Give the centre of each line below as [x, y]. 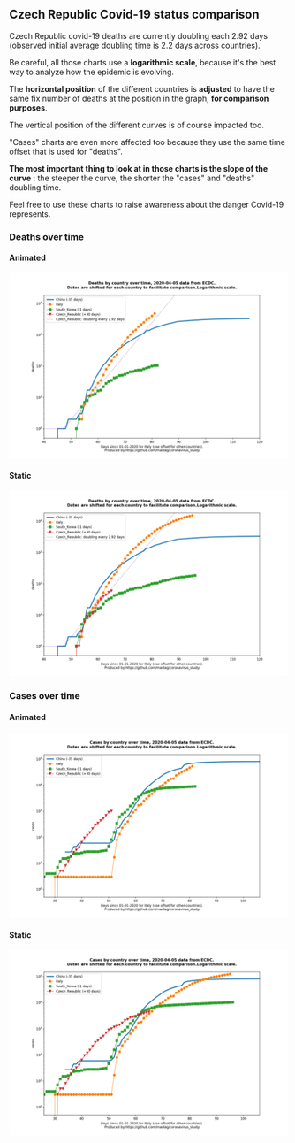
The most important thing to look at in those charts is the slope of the [139, 168]
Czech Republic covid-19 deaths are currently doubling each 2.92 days [138, 35]
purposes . [28, 107]
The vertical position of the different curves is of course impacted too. [137, 125]
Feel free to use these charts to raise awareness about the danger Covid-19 [147, 204]
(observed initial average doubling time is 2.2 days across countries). [135, 45]
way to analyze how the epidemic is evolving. [92, 72]
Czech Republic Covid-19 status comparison [134, 15]
